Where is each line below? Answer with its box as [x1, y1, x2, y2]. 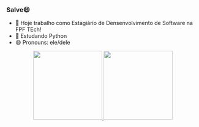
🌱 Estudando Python [15, 32, 67, 40]
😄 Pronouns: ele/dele [15, 39, 70, 46]
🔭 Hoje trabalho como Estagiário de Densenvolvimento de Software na [15, 20, 193, 27]
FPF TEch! [15, 26, 42, 33]
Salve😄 [6, 5, 31, 14]
